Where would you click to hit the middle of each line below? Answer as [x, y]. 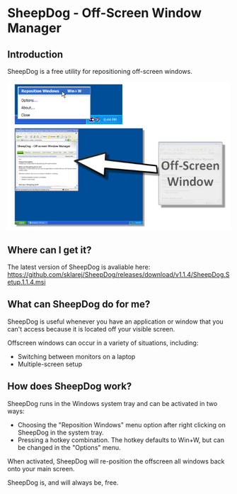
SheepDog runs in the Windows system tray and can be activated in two [112, 403]
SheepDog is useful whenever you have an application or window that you [116, 322]
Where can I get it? [50, 250]
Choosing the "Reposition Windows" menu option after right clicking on [122, 424]
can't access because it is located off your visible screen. [91, 329]
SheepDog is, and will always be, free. [63, 482]
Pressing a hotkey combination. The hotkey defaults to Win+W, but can [121, 440]
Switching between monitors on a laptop [76, 356]
